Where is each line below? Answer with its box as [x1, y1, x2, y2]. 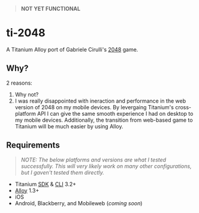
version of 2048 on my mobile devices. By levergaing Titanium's [14, 103, 174, 110]
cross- [174, 103, 192, 110]
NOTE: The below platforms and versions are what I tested [20, 156, 167, 163]
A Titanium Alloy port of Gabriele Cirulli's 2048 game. [6, 46, 138, 53]
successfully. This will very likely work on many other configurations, [20, 162, 192, 170]
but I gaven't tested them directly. [20, 169, 105, 176]
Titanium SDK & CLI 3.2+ [14, 180, 77, 188]
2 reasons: [6, 79, 33, 86]
